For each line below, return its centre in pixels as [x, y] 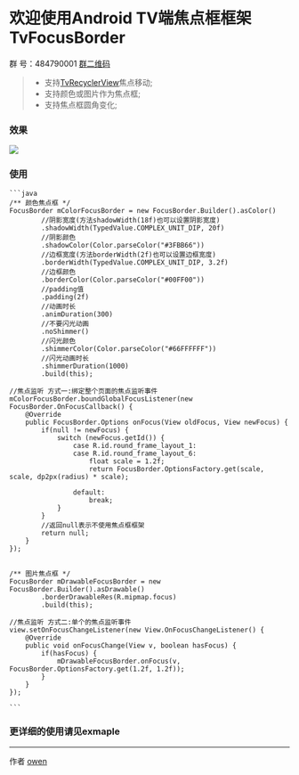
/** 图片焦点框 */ [40, 574]
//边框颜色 [59, 272]
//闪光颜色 [59, 341]
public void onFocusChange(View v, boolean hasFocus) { [131, 645]
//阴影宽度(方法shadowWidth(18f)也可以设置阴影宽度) [131, 220]
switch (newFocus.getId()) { [111, 437]
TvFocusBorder [68, 38]
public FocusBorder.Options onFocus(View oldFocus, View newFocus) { [157, 422]
